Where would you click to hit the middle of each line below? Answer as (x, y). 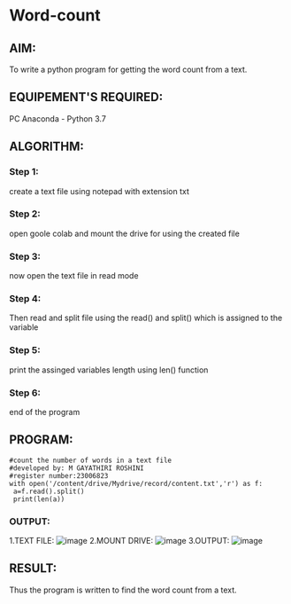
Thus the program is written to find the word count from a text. (123, 590)
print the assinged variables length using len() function (109, 370)
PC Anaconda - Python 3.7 (57, 118)
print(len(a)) (39, 499)
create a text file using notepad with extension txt (100, 191)
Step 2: (25, 214)
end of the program (45, 412)
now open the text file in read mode (74, 276)
